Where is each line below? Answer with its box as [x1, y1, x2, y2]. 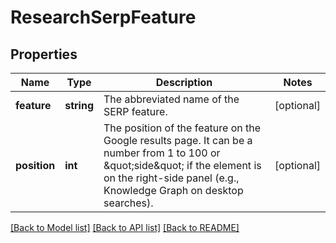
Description [155, 76, 213, 89]
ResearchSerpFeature [10, 6, 197, 29]
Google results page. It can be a [103, 134, 253, 147]
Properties [10, 46, 78, 63]
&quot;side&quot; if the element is [103, 159, 262, 172]
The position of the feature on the [103, 121, 262, 135]
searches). [103, 196, 154, 210]
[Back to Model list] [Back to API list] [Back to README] [10, 222, 240, 233]
